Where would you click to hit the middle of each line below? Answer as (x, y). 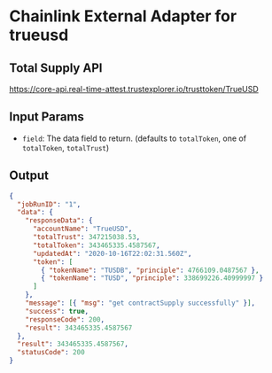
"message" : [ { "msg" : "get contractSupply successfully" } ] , (140, 303)
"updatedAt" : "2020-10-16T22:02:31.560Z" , (112, 253)
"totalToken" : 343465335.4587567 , (97, 245)
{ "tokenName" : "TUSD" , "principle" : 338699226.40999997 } (152, 278)
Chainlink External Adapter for (123, 16)
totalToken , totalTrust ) (66, 147)
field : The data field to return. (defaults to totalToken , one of (134, 138)
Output (29, 176)
